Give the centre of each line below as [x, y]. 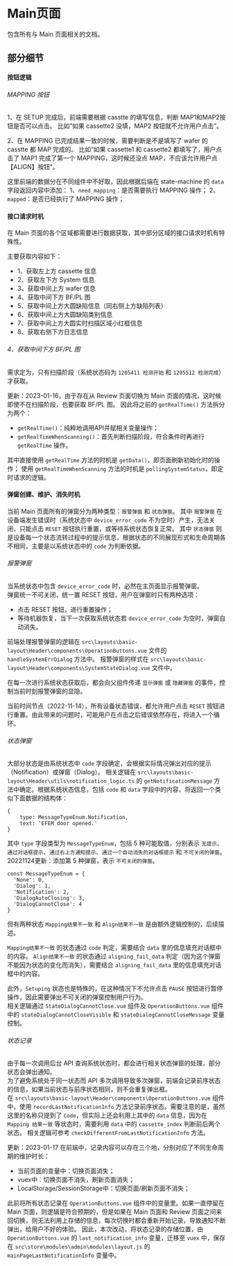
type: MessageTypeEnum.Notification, [74, 818]
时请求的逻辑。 [28, 477]
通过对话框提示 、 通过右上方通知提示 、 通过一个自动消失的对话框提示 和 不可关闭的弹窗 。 [116, 852]
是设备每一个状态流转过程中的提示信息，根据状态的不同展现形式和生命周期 [113, 537]
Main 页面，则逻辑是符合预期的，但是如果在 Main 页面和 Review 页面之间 [112, 1212]
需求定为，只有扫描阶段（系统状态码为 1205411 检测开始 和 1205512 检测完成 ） [116, 372]
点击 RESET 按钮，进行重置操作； [65, 609]
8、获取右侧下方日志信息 [53, 332]
